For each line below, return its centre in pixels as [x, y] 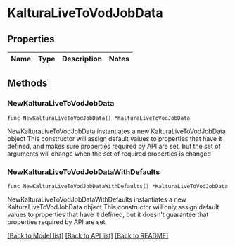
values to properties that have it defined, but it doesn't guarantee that [108, 214]
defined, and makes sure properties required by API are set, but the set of [114, 146]
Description [82, 59]
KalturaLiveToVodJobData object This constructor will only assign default [113, 207]
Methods [27, 84]
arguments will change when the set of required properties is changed [109, 154]
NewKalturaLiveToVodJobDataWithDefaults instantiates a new [97, 199]
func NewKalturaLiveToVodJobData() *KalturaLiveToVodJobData [99, 118]
